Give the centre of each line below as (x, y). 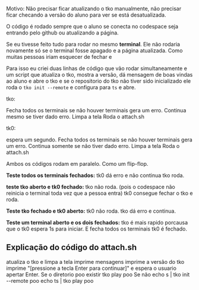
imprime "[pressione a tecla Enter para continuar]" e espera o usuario (91, 268)
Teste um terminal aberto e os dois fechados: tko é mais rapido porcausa (97, 223)
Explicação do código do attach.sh (72, 248)
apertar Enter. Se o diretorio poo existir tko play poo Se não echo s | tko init (98, 274)
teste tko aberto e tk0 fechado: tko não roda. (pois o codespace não (91, 187)
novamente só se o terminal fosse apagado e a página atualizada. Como (94, 51)
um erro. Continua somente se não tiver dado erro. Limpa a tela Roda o (93, 146)
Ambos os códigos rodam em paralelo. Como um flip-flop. (77, 164)
